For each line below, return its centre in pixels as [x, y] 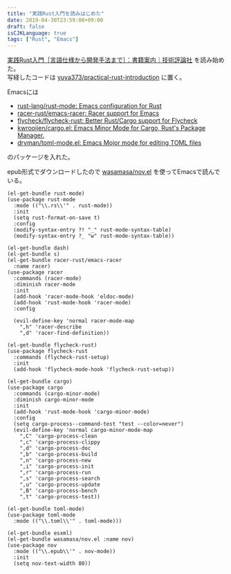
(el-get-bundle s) [34, 254]
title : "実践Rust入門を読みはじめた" [56, 14]
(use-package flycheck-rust [48, 351]
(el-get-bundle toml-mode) [46, 509]
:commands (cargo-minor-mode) [57, 394]
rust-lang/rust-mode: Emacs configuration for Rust [89, 106]
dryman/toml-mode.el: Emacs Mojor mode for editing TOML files [109, 143]
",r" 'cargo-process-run [55, 473]
